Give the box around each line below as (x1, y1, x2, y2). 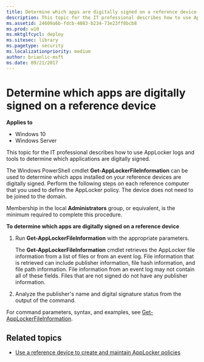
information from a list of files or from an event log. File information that (15, 253, 194, 260)
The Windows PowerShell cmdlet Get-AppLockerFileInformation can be (6, 167, 188, 174)
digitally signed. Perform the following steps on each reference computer (6, 180, 189, 187)
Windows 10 (15, 131, 46, 138)
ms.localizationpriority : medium (6, 49, 91, 55)
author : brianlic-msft (6, 54, 64, 60)
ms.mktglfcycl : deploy (6, 32, 64, 38)
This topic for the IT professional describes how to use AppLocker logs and (6, 149, 195, 156)
